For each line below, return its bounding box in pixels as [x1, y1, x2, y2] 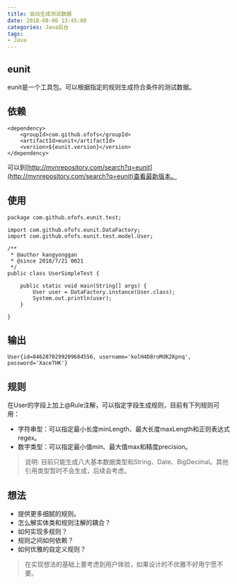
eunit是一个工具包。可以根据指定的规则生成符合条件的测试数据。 [7, 82, 196, 91]
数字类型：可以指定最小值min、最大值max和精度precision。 [17, 443, 192, 451]
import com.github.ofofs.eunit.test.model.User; [7, 232, 154, 240]
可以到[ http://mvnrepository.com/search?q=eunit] [7, 162, 153, 171]
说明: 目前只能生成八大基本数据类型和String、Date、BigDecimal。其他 [24, 458, 229, 466]
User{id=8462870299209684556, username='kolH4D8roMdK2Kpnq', [7, 353, 192, 360]
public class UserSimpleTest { [7, 270, 100, 277]
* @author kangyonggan [10, 251, 78, 258]
